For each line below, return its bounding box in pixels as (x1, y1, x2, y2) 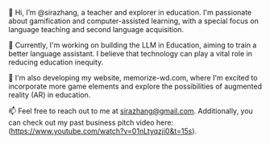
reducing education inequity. (8, 57, 104, 67)
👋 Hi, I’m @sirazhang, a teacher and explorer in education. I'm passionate (8, 8, 252, 17)
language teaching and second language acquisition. (8, 25, 184, 34)
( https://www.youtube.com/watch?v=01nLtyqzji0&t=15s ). (8, 126, 197, 136)
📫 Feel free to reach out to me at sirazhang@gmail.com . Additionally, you (8, 106, 254, 116)
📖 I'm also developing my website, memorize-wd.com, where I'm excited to (8, 73, 258, 82)
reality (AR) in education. (8, 90, 91, 100)
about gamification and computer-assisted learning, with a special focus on (8, 16, 260, 26)
